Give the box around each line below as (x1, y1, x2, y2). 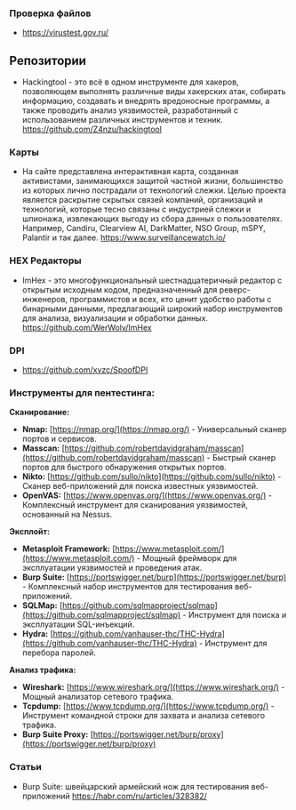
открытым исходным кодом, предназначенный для (21, 284, 218, 295)
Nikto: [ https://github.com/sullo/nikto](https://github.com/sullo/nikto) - (21, 471, 282, 482)
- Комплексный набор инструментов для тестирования (21, 581, 233, 592)
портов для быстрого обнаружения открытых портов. (21, 461, 227, 473)
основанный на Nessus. (21, 509, 113, 520)
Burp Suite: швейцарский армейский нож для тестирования (21, 781, 250, 791)
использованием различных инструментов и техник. (21, 115, 224, 125)
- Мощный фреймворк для (136, 553, 237, 564)
